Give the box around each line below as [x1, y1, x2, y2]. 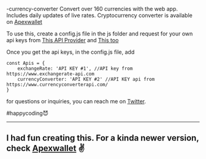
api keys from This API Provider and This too [6, 37, 119, 43]
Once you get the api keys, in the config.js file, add [6, 48, 135, 56]
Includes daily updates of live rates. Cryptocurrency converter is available [6, 12, 193, 19]
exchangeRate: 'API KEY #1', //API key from [17, 65, 133, 72]
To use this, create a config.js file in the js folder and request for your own [6, 30, 193, 37]
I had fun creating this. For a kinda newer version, [6, 133, 199, 143]
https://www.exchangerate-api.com [6, 71, 95, 77]
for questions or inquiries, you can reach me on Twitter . [6, 98, 146, 105]
